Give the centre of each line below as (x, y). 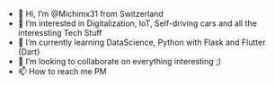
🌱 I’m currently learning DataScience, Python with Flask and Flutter (142, 42)
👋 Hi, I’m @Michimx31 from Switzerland (90, 14)
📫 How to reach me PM (62, 71)
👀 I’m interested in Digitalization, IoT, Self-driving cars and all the (137, 23)
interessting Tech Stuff (60, 33)
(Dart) (29, 52)
